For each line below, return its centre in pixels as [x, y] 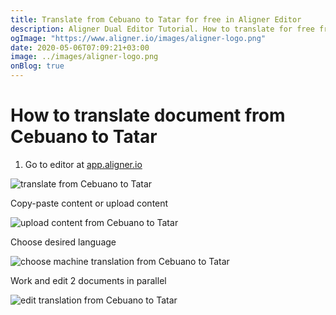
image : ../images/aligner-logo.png [84, 57]
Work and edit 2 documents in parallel [88, 280]
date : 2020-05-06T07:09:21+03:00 [80, 47]
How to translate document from [148, 115]
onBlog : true [37, 66]
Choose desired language [63, 242]
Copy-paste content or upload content [89, 203]
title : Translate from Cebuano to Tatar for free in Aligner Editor [156, 19]
